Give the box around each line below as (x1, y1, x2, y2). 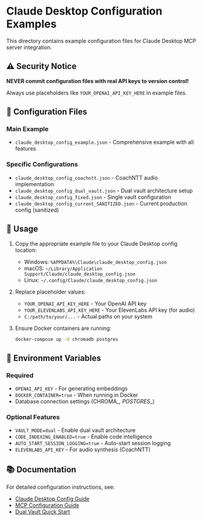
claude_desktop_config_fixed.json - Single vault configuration (15, 193, 171, 201)
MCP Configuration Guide (15, 502, 80, 509)
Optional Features (6, 413, 60, 422)
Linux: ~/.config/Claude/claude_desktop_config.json (24, 276, 157, 283)
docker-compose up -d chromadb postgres (15, 336, 119, 342)
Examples (6, 17, 57, 31)
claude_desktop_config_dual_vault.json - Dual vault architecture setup (15, 187, 193, 194)
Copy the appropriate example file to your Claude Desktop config (15, 240, 178, 247)
